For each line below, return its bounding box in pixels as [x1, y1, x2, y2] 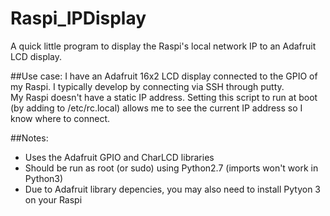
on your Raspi [24, 193, 83, 206]
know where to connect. [10, 112, 111, 124]
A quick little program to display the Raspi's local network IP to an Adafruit [10, 40, 317, 52]
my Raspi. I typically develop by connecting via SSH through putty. [10, 80, 285, 92]
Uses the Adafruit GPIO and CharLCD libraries [24, 151, 215, 163]
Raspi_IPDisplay [10, 7, 147, 30]
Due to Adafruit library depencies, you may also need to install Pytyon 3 [24, 183, 321, 195]
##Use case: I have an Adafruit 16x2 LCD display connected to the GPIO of [10, 70, 318, 82]
